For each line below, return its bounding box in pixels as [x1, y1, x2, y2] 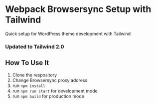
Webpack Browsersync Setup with [5, 3, 152, 15]
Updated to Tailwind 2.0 [5, 43, 64, 50]
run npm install [12, 82, 46, 88]
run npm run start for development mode [12, 87, 98, 93]
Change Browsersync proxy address [12, 77, 88, 83]
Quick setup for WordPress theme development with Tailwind [5, 30, 131, 36]
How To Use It [5, 58, 49, 67]
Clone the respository [12, 71, 57, 78]
